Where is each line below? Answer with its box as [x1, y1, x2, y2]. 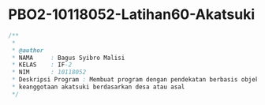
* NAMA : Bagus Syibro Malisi [11, 54, 125, 62]
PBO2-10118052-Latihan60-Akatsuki [8, 6, 255, 24]
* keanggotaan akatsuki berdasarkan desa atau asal [11, 83, 185, 92]
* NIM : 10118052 [11, 69, 87, 77]
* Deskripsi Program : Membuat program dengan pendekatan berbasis [11, 76, 238, 84]
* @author [11, 46, 44, 54]
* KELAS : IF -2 [11, 61, 73, 69]
